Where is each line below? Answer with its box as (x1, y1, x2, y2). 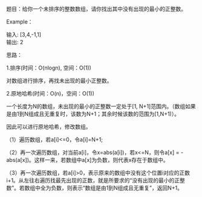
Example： (6, 18, 33, 25)
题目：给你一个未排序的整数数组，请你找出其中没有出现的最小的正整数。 (6, 5, 186, 12)
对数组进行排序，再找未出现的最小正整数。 (6, 77, 112, 84)
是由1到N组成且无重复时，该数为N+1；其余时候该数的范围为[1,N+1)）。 (6, 111, 180, 117)
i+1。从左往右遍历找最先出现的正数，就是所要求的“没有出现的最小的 (6, 177, 175, 184)
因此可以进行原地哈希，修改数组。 (6, 123, 91, 130)
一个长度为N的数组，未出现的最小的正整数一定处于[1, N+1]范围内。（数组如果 (6, 103, 196, 110)
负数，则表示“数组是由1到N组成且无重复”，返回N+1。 (51, 184, 183, 192)
